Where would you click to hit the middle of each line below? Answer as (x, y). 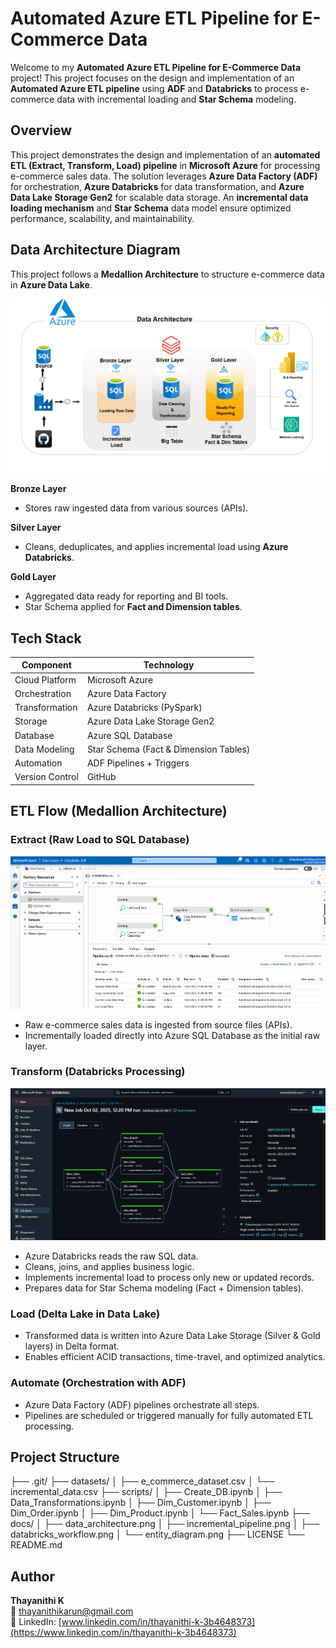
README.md (36, 1545)
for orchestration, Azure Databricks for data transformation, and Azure (157, 186)
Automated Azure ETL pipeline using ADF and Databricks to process (154, 88)
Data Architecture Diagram (95, 250)
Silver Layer (36, 528)
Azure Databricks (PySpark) (144, 708)
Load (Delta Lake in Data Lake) (85, 1314)
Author (32, 1576)
